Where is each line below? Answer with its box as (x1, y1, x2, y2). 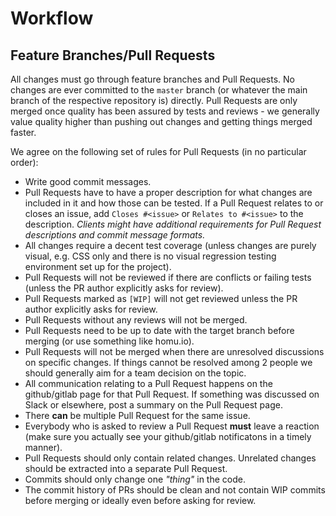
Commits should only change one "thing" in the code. (24, 473, 246, 485)
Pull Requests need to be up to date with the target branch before (24, 325, 295, 336)
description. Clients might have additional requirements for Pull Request (24, 218, 322, 230)
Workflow (10, 7, 94, 30)
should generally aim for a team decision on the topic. (24, 367, 247, 379)
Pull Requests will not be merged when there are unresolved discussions (24, 346, 325, 357)
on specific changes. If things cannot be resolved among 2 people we (24, 357, 313, 368)
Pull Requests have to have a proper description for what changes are (24, 187, 313, 198)
